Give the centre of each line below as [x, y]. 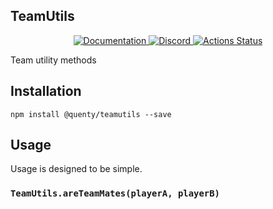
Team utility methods [53, 60]
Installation [46, 91]
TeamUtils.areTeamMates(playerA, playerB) [115, 193]
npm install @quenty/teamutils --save [91, 114]
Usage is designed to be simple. [76, 169]
